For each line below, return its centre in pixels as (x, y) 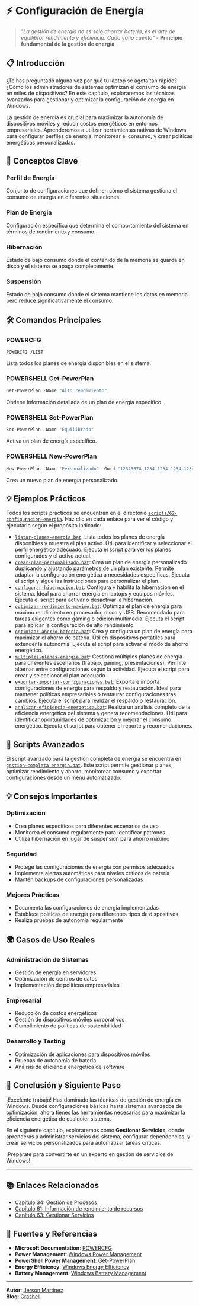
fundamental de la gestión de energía (68, 44)
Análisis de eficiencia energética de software (70, 1067)
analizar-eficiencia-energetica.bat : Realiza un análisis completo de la (102, 707)
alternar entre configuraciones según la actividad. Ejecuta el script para (102, 669)
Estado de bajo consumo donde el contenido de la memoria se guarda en (95, 260)
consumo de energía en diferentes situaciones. (63, 197)
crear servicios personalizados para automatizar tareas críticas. (84, 1142)
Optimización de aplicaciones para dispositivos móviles (82, 1054)
